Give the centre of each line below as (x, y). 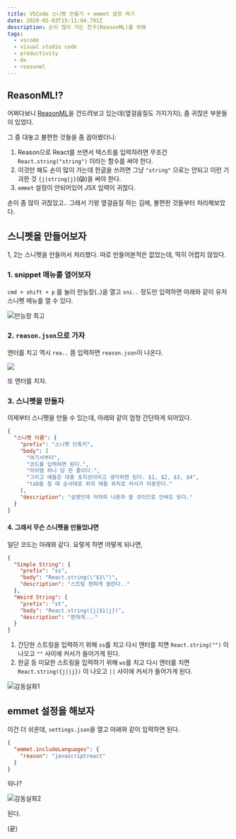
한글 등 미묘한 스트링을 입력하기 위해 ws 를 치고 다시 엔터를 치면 (104, 662)
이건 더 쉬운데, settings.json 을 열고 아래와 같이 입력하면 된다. (94, 729)
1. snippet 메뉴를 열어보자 (49, 275)
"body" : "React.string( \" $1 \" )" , (69, 578)
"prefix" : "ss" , (44, 571)
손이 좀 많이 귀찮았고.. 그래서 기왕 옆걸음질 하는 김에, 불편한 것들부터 (101, 203)
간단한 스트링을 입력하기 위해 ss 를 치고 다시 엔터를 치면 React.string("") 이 (123, 645)
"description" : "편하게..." (59, 617)
